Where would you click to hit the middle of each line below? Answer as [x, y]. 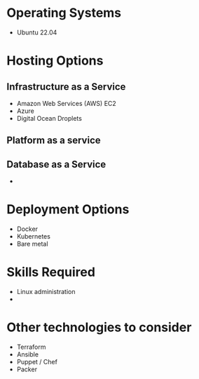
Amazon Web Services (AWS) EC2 [66, 103]
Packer [27, 369]
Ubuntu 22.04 [37, 32]
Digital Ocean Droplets [49, 118]
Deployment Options [68, 210]
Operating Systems [64, 13]
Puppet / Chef [37, 361]
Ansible [28, 354]
